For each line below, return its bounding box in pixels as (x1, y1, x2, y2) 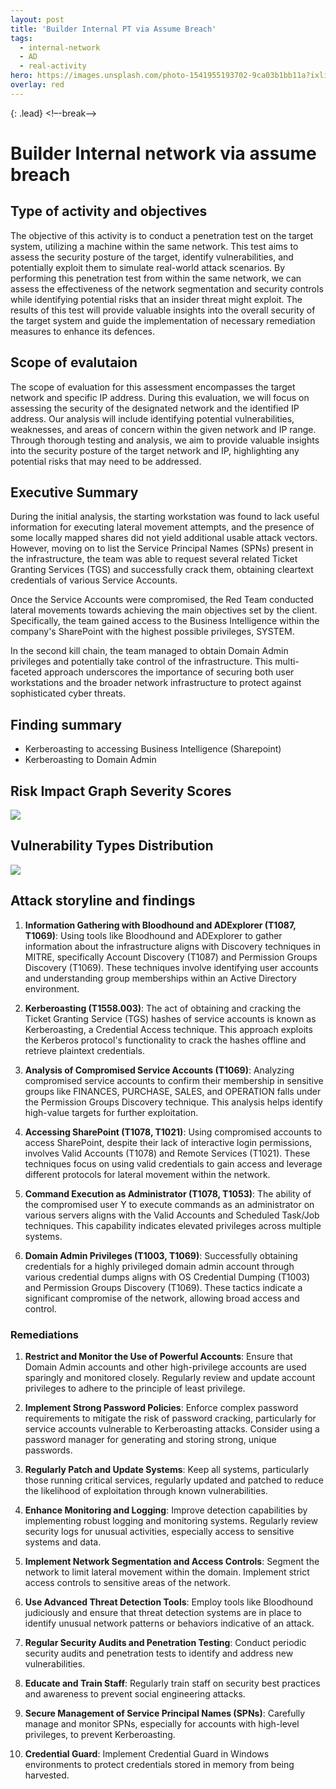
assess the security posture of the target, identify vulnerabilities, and (10, 251, 294, 263)
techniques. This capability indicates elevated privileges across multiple (24, 1219, 322, 1231)
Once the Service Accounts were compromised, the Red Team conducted (10, 594, 314, 606)
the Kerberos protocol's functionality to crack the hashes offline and (24, 1034, 307, 1046)
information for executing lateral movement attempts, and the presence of (10, 521, 315, 533)
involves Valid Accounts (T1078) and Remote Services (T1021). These (24, 1147, 311, 1159)
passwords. (24, 1444, 73, 1456)
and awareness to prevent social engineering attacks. (24, 1687, 246, 1700)
